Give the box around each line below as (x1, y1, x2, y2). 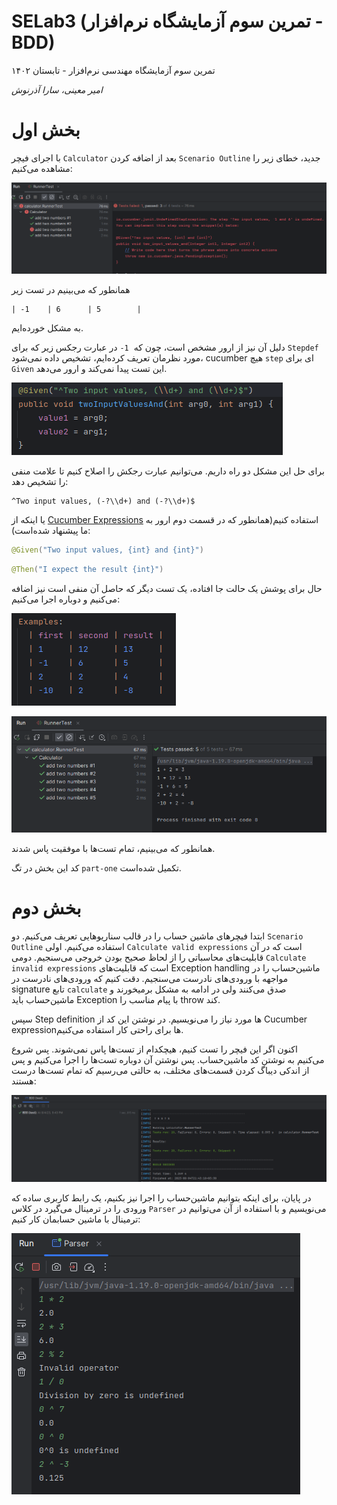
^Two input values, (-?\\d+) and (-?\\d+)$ (11, 496, 196, 507)
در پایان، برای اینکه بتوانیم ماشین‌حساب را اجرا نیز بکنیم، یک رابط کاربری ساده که (11, 1192, 312, 1204)
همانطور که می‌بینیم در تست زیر (11, 284, 131, 296)
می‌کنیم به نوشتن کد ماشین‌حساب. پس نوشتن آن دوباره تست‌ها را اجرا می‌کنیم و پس (11, 1054, 325, 1066)
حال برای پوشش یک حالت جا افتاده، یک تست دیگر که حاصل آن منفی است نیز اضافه (11, 582, 323, 594)
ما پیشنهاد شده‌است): (11, 525, 91, 537)
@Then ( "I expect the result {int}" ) (11, 564, 164, 574)
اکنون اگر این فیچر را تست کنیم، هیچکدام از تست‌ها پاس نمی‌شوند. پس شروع (11, 1043, 298, 1055)
